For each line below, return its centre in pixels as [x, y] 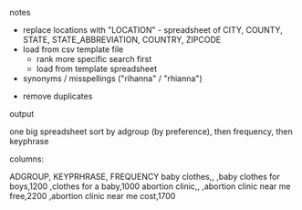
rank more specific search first [94, 59]
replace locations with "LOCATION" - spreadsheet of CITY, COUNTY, [152, 30]
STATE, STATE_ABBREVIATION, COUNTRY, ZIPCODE [122, 40]
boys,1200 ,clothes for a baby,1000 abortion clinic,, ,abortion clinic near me [150, 186]
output [22, 114]
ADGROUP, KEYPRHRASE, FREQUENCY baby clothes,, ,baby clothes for [145, 177]
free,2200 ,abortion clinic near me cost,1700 [93, 196]
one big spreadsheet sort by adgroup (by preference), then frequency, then [151, 131]
